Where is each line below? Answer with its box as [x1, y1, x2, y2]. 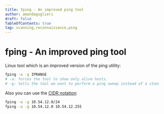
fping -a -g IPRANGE [5, 72, 47, 77]
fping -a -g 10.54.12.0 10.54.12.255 [5, 104, 82, 109]
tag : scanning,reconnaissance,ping [5, 25, 78, 30]
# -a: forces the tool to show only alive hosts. [5, 76, 108, 81]
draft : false [5, 16, 32, 21]
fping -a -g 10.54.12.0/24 [5, 99, 60, 104]
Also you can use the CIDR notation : [5, 90, 78, 96]
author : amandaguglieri [5, 12, 54, 17]
